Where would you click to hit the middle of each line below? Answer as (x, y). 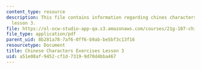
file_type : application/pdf (41, 34)
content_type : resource (36, 12)
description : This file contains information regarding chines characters (101, 17)
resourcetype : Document (36, 46)
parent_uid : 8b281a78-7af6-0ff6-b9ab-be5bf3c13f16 (71, 40)
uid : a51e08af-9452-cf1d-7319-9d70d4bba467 (61, 56)
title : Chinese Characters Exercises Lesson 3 (65, 51)
